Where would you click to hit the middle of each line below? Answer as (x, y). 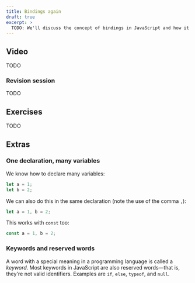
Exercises (24, 112)
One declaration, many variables (53, 161)
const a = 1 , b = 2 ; (31, 234)
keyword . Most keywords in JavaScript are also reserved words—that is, (93, 267)
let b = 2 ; (19, 190)
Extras (18, 144)
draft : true (20, 17)
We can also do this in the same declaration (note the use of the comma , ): (96, 201)
